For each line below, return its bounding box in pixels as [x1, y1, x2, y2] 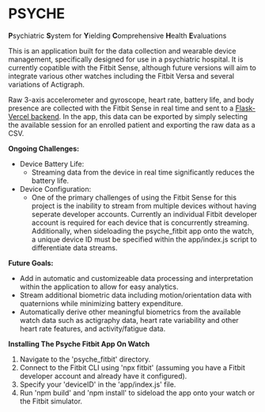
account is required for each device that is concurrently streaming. [31, 218, 249, 227]
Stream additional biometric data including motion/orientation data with [19, 290, 252, 300]
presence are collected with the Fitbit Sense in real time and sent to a [8, 103, 234, 113]
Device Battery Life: [19, 159, 85, 168]
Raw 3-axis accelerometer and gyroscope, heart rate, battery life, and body [8, 95, 255, 104]
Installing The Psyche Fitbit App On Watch [8, 339, 150, 348]
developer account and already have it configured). [19, 371, 187, 380]
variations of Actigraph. [8, 80, 85, 89]
